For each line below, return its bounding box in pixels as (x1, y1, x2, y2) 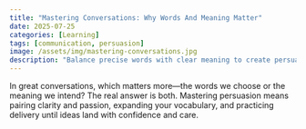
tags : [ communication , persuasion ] (9, 38, 145, 48)
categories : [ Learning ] (9, 30, 100, 39)
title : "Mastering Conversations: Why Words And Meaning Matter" (9, 13, 262, 23)
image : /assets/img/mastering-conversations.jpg (9, 47, 198, 56)
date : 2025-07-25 (9, 22, 76, 31)
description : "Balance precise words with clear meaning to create (9, 55, 271, 64)
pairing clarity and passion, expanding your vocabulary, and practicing (9, 100, 275, 110)
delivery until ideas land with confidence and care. (9, 110, 199, 120)
